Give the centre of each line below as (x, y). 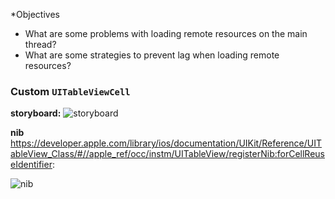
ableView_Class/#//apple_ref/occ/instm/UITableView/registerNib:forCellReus (167, 154)
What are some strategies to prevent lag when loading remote (152, 55)
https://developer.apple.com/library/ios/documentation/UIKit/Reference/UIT (166, 143)
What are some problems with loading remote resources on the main (166, 33)
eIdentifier (31, 165)
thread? (40, 44)
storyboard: (36, 113)
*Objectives (35, 14)
